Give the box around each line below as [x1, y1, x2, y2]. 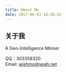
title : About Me [5, 7, 39, 12]
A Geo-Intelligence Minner [5, 45, 59, 51]
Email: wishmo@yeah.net [5, 61, 57, 67]
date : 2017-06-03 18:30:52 [5, 12, 61, 17]
